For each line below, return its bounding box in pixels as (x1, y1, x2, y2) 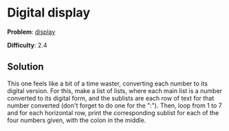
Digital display (7, 5, 91, 21)
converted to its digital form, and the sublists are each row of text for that (7, 94, 215, 102)
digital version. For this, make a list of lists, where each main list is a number (7, 86, 222, 94)
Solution (7, 61, 44, 73)
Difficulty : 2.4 (7, 41, 47, 49)
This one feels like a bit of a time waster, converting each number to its (7, 79, 208, 88)
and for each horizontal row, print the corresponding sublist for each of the (7, 108, 219, 117)
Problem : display (7, 28, 56, 36)
